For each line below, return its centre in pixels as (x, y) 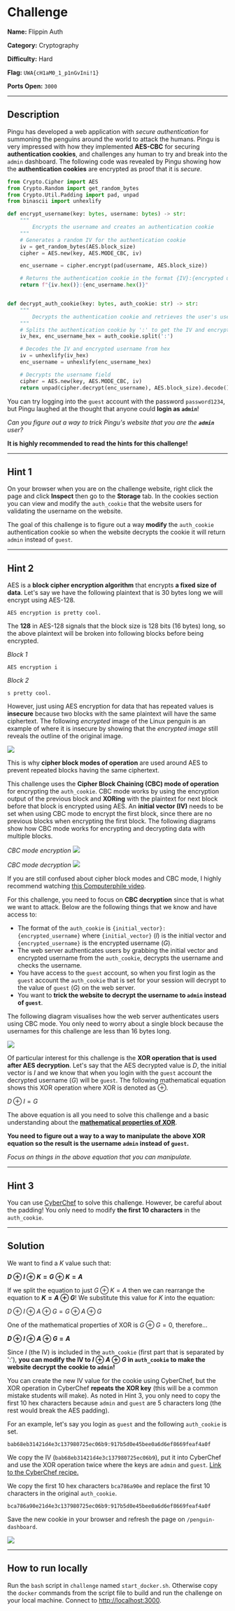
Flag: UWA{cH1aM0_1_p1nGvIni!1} (53, 72)
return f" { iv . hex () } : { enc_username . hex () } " (84, 285)
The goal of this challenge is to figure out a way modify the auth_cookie (111, 525)
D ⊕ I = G (23, 1102)
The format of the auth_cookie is (64, 928)
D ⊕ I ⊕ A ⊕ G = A (39, 1338)
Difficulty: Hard (30, 59)
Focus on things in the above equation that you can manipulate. (100, 1157)
